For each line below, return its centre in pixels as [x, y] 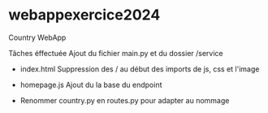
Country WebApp [37, 37]
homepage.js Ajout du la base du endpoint [91, 85]
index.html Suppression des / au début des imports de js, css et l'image [140, 69]
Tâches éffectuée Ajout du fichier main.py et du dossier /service [116, 53]
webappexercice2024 [84, 15]
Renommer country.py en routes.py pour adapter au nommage [125, 100]
